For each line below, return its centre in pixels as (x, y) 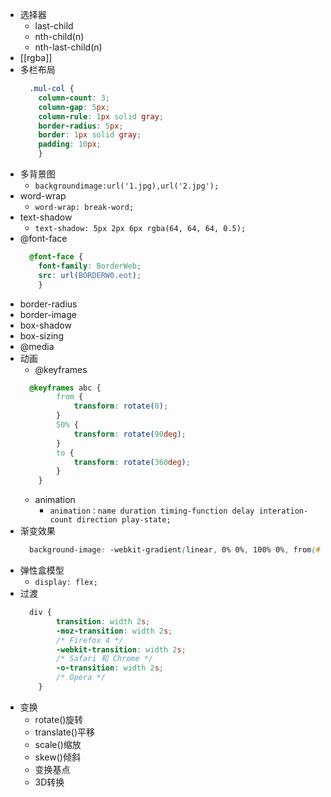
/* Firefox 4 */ (90, 640)
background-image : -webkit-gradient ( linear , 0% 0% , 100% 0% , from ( (173, 550)
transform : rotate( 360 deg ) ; (132, 462)
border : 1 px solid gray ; (90, 135)
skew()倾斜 (57, 757)
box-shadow (45, 325)
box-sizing (41, 335)
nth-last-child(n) (68, 47)
